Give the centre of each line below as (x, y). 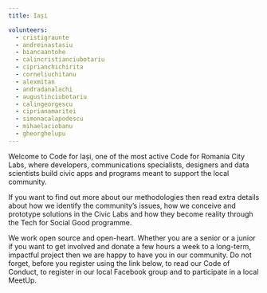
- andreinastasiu (44, 45)
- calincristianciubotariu (60, 60)
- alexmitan (35, 82)
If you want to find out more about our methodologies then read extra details (134, 197)
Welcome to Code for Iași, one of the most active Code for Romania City (127, 156)
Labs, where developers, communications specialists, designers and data (129, 165)
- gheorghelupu (41, 134)
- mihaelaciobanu (44, 127)
